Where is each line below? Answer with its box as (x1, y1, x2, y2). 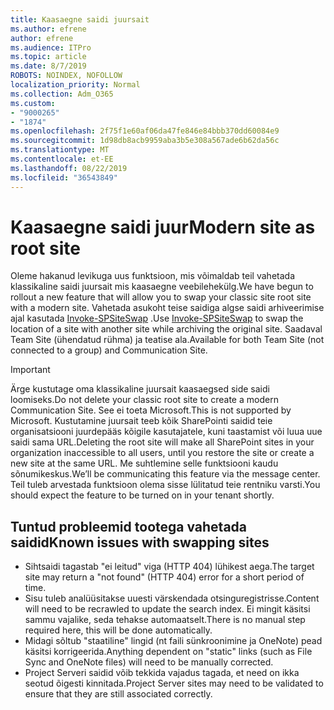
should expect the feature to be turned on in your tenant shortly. (10, 489, 275, 501)
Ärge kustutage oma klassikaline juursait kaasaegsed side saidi (10, 383, 270, 395)
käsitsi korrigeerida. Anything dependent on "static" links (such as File (24, 646, 313, 658)
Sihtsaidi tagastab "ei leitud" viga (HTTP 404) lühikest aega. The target (24, 561, 315, 573)
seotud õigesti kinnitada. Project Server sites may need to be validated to (24, 677, 324, 690)
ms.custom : (10, 98, 56, 108)
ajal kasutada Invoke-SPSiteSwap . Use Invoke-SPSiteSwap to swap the (10, 312, 304, 325)
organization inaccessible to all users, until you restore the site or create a (10, 447, 315, 459)
